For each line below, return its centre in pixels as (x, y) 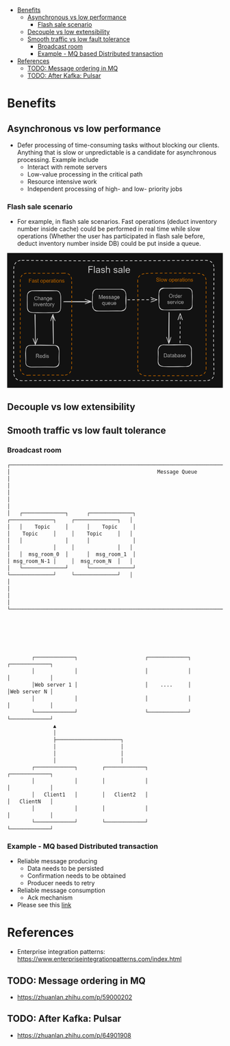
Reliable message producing (57, 861)
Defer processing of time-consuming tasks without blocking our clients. (118, 145)
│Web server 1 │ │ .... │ (112, 685)
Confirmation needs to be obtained (77, 876)
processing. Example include (58, 160)
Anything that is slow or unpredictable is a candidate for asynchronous (117, 152)
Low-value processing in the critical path (85, 174)
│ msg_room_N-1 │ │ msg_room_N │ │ (70, 561)
